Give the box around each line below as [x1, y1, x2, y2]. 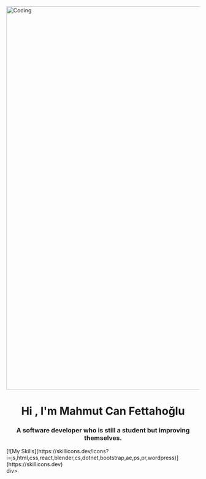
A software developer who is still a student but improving [16, 426, 190, 435]
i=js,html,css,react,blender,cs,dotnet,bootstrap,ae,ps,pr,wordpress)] [6, 454, 179, 462]
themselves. [83, 434, 123, 442]
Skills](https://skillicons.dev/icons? [21, 448, 109, 455]
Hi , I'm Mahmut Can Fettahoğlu [21, 404, 185, 418]
